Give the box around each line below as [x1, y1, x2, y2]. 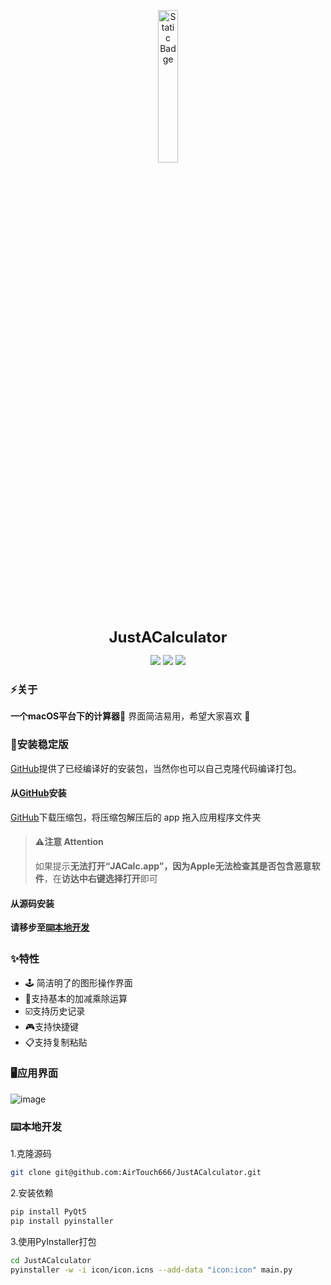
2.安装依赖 [10, 1186, 54, 1199]
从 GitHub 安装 [10, 787, 67, 799]
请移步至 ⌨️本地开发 [10, 921, 90, 934]
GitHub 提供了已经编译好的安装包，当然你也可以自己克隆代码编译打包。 [10, 762, 302, 774]
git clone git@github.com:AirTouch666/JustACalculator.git [10, 1168, 262, 1178]
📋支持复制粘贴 [24, 1036, 88, 1048]
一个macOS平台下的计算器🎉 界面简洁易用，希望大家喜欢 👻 [10, 710, 251, 722]
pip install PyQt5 [10, 1206, 87, 1217]
